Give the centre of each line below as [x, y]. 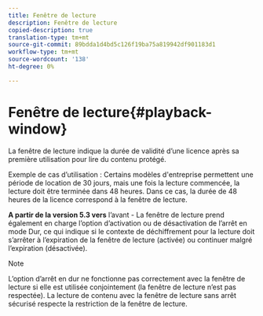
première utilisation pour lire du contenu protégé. [87, 159]
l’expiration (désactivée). [48, 248]
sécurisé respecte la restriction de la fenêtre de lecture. [98, 303]
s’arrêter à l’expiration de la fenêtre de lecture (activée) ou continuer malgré [130, 240]
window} [38, 129]
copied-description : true [50, 30]
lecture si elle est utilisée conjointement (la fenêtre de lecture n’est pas [122, 287]
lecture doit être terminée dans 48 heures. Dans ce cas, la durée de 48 [123, 191]
